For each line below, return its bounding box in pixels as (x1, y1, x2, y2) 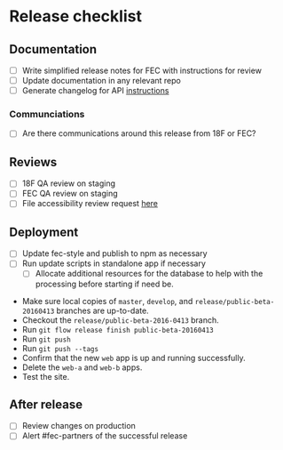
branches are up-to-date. (56, 305, 149, 316)
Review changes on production (21, 421, 136, 431)
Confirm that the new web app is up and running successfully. (21, 352, 246, 363)
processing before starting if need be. (35, 278, 175, 289)
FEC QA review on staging (21, 189, 118, 199)
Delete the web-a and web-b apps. (21, 362, 143, 373)
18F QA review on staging (21, 178, 115, 189)
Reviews (9, 154, 58, 170)
